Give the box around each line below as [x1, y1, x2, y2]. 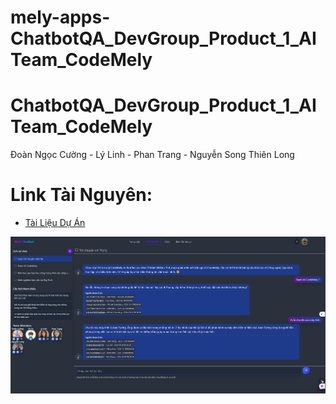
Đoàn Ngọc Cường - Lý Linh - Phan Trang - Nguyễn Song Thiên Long [10, 149, 295, 161]
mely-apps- [10, 6, 111, 29]
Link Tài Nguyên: [10, 184, 153, 206]
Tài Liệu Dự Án [24, 217, 86, 229]
